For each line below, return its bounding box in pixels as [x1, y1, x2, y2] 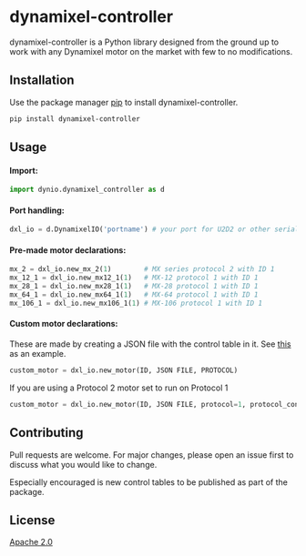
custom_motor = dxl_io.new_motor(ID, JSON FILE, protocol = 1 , [9, 399, 247, 409]
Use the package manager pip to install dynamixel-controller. [9, 96, 239, 107]
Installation [9, 73, 75, 88]
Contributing [9, 425, 84, 440]
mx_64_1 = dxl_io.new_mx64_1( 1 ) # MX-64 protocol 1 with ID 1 [9, 290, 259, 299]
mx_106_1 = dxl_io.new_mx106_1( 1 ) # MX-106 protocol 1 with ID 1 [9, 298, 262, 308]
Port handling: [9, 205, 66, 216]
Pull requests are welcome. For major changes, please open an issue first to [9, 449, 294, 460]
